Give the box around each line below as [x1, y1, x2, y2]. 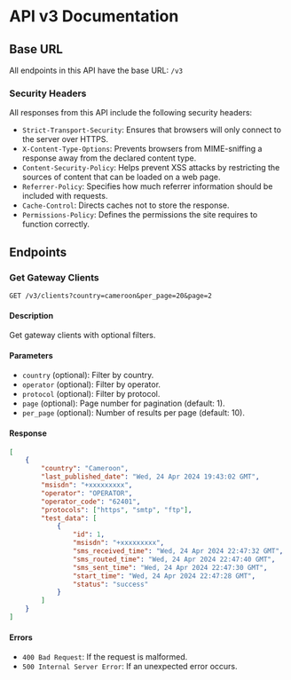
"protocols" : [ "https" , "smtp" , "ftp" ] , [41, 505, 193, 514]
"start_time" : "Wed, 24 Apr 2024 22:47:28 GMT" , [72, 571, 256, 581]
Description [9, 310, 54, 320]
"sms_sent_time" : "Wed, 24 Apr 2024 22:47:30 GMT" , [72, 563, 268, 572]
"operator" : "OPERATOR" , [41, 488, 133, 498]
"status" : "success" [72, 580, 149, 589]
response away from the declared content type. [21, 153, 197, 163]
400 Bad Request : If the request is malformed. [21, 652, 188, 662]
